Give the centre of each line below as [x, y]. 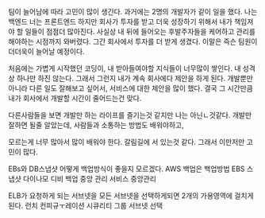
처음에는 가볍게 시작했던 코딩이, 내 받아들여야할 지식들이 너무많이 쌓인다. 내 [125, 68]
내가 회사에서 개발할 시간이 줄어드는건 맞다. [75, 98]
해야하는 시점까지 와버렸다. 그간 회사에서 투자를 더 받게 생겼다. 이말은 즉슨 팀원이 [133, 41]
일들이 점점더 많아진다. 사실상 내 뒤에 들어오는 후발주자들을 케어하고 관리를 [140, 31]
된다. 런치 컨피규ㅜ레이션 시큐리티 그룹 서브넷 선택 [86, 206]
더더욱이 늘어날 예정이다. [46, 51]
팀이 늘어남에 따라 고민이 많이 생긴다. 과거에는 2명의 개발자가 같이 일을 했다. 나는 [133, 12]
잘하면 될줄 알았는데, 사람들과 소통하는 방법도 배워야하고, [96, 125]
